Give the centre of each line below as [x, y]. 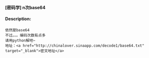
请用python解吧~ [20, 40]
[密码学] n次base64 [25, 7]
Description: [18, 19]
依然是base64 [17, 30]
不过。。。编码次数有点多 [25, 35]
